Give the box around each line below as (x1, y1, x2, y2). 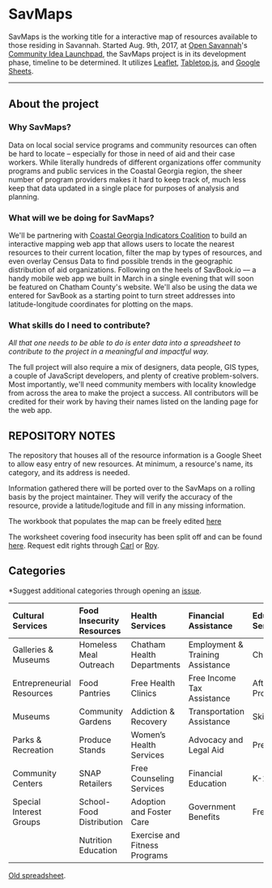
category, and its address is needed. (8, 468, 130, 478)
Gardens (79, 715, 112, 727)
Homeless (79, 638, 117, 650)
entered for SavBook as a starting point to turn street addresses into (8, 290, 236, 300)
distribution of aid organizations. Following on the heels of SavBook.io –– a (8, 264, 257, 274)
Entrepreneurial (12, 677, 71, 689)
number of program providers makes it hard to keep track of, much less (8, 174, 247, 184)
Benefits (188, 811, 220, 822)
